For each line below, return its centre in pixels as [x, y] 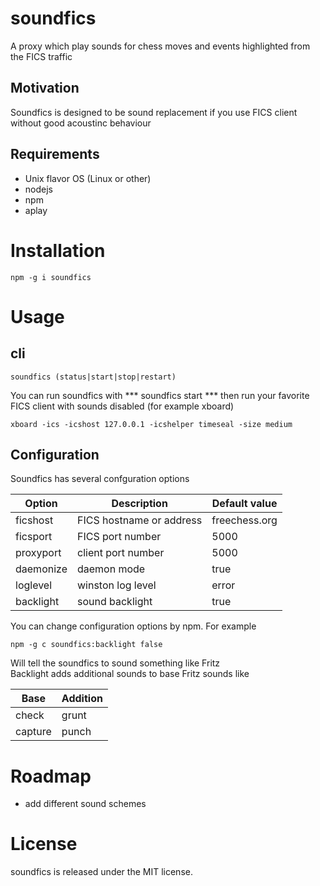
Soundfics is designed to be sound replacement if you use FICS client [154, 112]
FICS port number [119, 537]
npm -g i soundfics [51, 277]
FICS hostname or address [139, 520]
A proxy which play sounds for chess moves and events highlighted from [160, 46]
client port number [120, 553]
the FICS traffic [41, 56]
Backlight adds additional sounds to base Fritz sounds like [130, 674]
